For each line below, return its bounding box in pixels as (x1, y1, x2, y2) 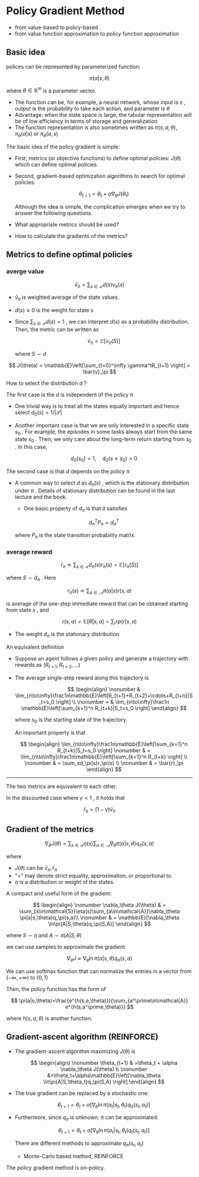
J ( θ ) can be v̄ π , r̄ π (14, 865, 57, 873)
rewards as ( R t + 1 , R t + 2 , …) (14, 661, 81, 669)
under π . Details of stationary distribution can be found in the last (14, 487, 175, 494)
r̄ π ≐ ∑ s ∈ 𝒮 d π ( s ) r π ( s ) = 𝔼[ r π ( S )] (60, 562, 139, 570)
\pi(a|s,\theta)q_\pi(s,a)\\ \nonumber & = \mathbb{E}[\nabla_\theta (20, 914, 179, 921)
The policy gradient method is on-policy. (6, 1164, 105, 1171)
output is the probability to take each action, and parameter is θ (14, 105, 170, 112)
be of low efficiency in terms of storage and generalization (14, 117, 158, 125)
